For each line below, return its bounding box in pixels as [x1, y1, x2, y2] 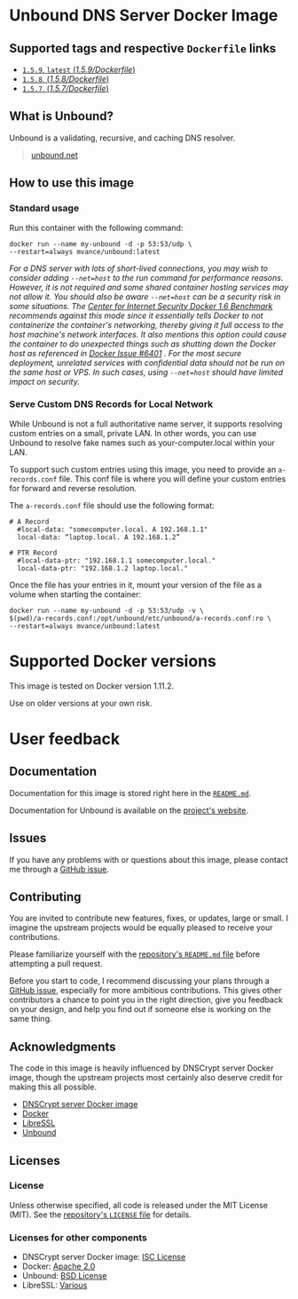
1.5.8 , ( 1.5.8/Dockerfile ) [21, 74, 110, 84]
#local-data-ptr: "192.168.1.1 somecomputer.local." [17, 556, 216, 565]
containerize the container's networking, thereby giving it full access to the [9, 319, 284, 330]
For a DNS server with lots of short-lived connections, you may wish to [9, 263, 269, 274]
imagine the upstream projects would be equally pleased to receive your [9, 922, 273, 933]
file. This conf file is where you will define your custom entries [59, 473, 286, 484]
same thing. [9, 1014, 52, 1024]
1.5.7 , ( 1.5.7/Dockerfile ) [21, 84, 109, 93]
